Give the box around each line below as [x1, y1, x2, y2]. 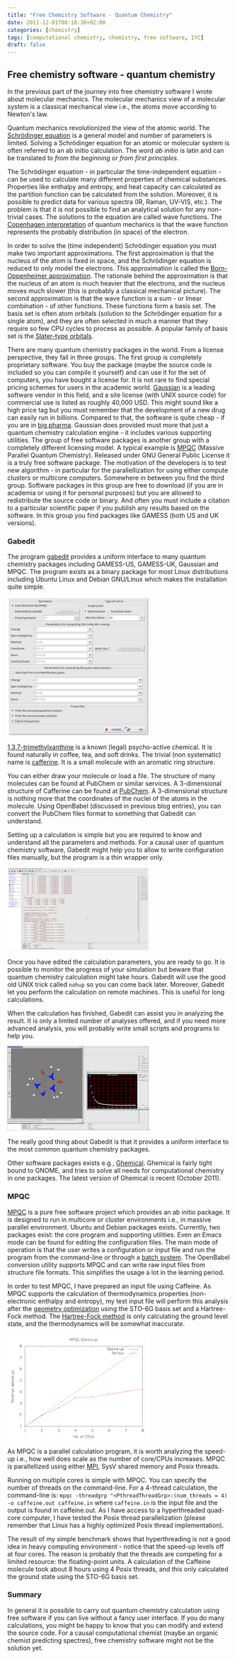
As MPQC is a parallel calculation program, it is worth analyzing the [7, 1446, 204, 1456]
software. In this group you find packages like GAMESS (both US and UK [7, 511, 219, 519]
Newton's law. [7, 110, 49, 118]
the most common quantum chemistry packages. [7, 1145, 151, 1154]
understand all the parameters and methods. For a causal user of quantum [7, 838, 224, 847]
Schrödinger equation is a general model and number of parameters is [7, 131, 212, 140]
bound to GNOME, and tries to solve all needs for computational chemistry [7, 1166, 224, 1175]
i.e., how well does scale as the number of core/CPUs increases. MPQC [16, 1454, 225, 1463]
